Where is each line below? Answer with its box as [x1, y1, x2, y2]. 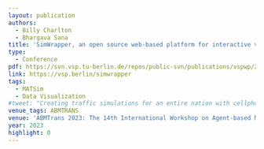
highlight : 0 [8, 129, 51, 136]
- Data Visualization [15, 92, 86, 100]
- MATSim [15, 84, 44, 93]
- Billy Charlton [15, 26, 72, 34]
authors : [8, 19, 37, 27]
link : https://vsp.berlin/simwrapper [8, 70, 132, 78]
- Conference [15, 56, 58, 64]
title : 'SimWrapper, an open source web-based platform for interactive [8, 41, 251, 49]
